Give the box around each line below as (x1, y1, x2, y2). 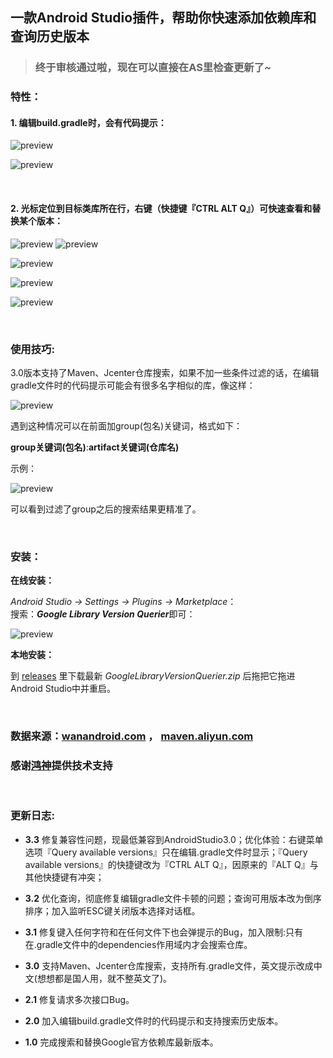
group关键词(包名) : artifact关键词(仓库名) (10, 441, 180, 453)
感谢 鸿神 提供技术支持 (10, 759, 113, 773)
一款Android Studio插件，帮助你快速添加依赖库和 (10, 9, 317, 27)
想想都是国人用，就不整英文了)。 (36, 972, 173, 984)
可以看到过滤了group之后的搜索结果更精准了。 (10, 503, 202, 515)
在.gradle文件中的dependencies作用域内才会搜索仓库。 (24, 938, 253, 950)
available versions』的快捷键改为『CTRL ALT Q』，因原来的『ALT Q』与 (24, 858, 319, 870)
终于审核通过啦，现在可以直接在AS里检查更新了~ (34, 61, 272, 75)
